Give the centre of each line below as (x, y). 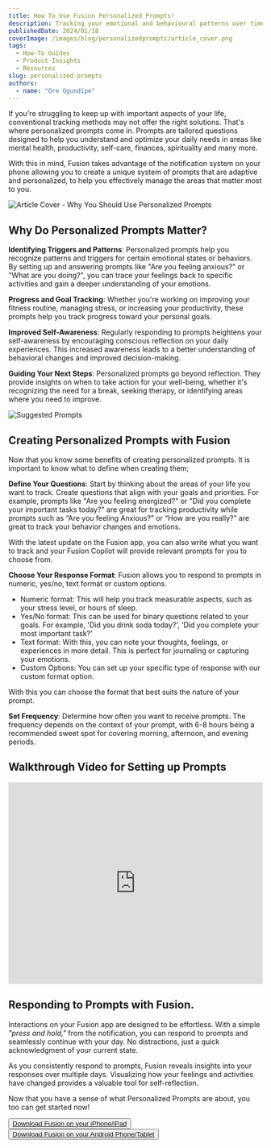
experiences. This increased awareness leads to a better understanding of (132, 349)
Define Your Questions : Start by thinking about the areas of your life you (129, 484)
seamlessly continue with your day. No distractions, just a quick (114, 1042)
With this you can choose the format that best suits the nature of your (124, 692)
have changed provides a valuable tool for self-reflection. (104, 1083)
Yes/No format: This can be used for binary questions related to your (134, 616)
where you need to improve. (55, 399)
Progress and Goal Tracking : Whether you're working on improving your (129, 300)
